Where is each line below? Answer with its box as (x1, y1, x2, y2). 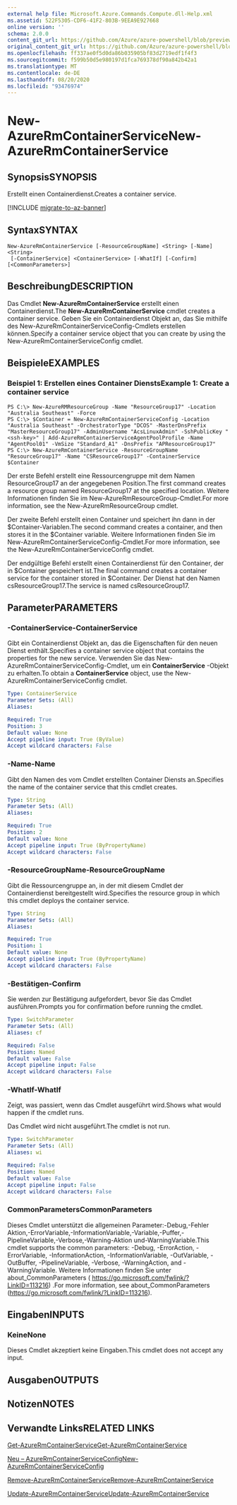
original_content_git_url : (7, 43, 87, 50)
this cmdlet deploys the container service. (7, 896, 130, 904)
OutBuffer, (7, 1258, 37, 1267)
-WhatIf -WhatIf (7, 1085, 61, 1095)
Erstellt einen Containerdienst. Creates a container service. (7, 190, 177, 199)
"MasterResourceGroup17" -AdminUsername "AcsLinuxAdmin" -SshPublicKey (7, 428, 222, 435)
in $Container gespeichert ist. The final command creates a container (7, 566, 207, 574)
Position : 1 (7, 943, 42, 950)
